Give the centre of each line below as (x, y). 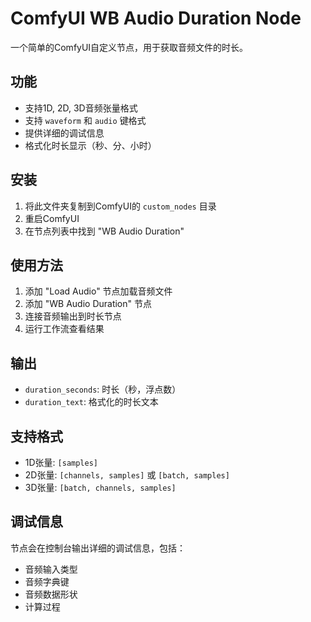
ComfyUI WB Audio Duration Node (156, 18)
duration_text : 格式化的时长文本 (91, 402)
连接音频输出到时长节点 (73, 316)
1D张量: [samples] (61, 462)
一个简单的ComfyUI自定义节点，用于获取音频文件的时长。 (129, 47)
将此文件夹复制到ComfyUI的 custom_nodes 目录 (120, 206)
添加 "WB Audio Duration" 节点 (88, 304)
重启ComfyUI (52, 218)
